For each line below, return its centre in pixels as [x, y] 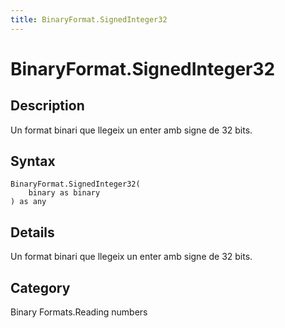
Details [32, 232]
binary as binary [64, 193]
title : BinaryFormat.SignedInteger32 [89, 19]
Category [40, 287]
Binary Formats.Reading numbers [79, 312]
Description [47, 106]
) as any [28, 202]
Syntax [33, 161]
